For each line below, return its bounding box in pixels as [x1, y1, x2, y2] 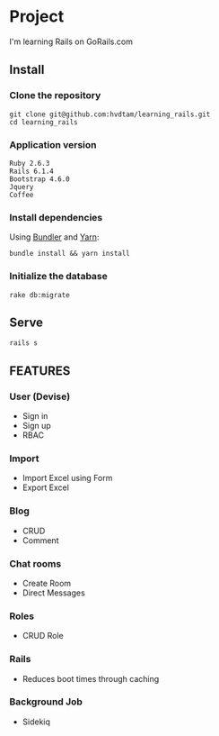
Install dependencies [9, 211, 103, 223]
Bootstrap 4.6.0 [9, 174, 70, 184]
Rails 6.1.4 [9, 167, 54, 176]
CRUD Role [22, 631, 65, 641]
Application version [9, 138, 97, 150]
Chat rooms [9, 557, 62, 569]
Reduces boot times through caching [22, 673, 160, 684]
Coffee [9, 190, 34, 199]
